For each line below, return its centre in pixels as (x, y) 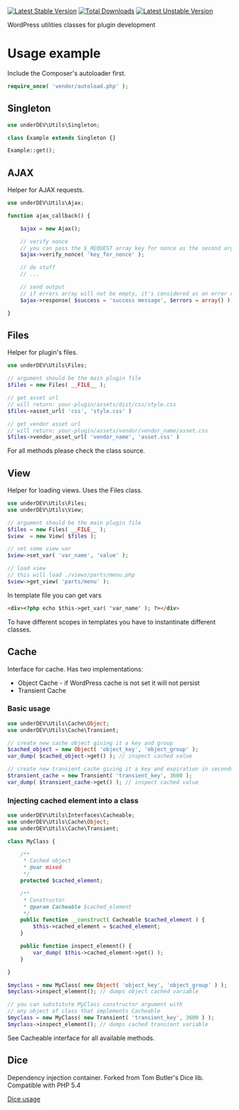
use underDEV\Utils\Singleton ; (54, 125)
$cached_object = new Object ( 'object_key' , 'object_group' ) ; (103, 750)
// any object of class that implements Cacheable (84, 1011)
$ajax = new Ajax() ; (51, 229)
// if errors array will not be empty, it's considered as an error (124, 293)
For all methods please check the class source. (76, 451)
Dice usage (24, 1099)
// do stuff (38, 268)
